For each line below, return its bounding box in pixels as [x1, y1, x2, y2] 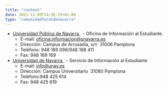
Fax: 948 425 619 [20, 79, 57, 85]
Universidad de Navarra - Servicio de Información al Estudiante [12, 58, 148, 64]
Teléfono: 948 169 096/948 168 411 [20, 47, 94, 53]
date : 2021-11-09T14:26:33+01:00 [5, 12, 76, 17]
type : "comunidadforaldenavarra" [5, 17, 76, 22]
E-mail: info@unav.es [20, 63, 65, 69]
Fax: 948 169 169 [20, 52, 56, 58]
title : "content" [5, 7, 42, 13]
